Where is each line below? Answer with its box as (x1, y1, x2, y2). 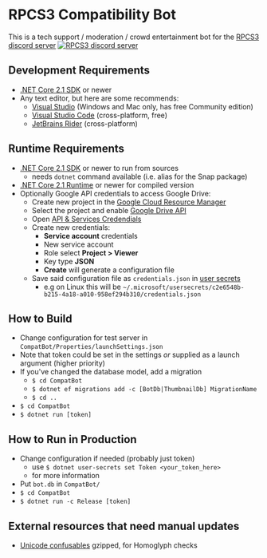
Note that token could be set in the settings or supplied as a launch (19, 350, 241, 360)
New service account (43, 239, 114, 249)
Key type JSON (43, 256, 95, 266)
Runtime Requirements (8, 142, 125, 156)
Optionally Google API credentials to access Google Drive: (19, 188, 211, 198)
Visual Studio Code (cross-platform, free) (31, 110, 167, 120)
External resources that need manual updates (8, 519, 240, 532)
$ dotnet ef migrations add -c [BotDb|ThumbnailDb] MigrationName (31, 386, 257, 394)
